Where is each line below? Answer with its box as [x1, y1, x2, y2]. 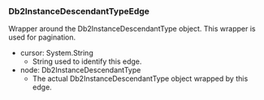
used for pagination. [8, 32, 76, 42]
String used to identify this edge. [32, 56, 142, 66]
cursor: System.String [19, 48, 93, 58]
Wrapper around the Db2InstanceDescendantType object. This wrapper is [8, 24, 256, 34]
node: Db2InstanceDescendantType [19, 65, 141, 75]
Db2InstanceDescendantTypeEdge [8, 6, 150, 17]
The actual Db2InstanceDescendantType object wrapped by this [32, 74, 249, 84]
